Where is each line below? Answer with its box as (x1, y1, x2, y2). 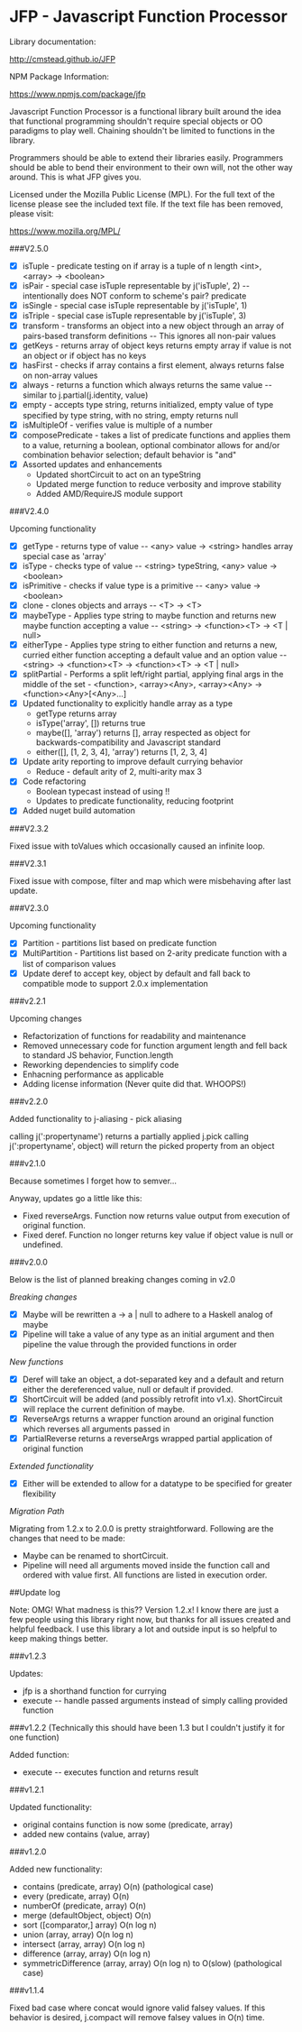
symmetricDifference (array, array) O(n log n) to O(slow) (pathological (22, 1958, 282, 1968)
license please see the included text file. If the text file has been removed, (9, 198, 284, 209)
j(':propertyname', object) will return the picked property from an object (9, 1140, 275, 1151)
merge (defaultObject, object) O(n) (22, 1910, 151, 1920)
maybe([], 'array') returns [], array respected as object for (35, 728, 251, 739)
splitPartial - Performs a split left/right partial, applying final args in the (22, 669, 284, 680)
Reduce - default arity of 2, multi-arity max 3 (35, 767, 203, 777)
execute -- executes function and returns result (22, 1767, 199, 1778)
